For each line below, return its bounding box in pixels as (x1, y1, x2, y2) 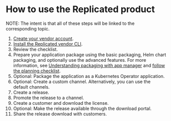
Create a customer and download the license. (13, 100, 109, 106)
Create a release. (13, 89, 49, 95)
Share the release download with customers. (13, 110, 107, 117)
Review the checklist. (13, 46, 58, 52)
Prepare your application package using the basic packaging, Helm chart (13, 52, 166, 58)
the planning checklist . (13, 67, 61, 74)
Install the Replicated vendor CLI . (13, 41, 83, 47)
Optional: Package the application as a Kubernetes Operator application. (13, 73, 165, 79)
